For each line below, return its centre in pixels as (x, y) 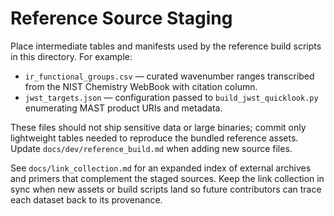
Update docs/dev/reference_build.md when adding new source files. (151, 148)
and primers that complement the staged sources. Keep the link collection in (167, 178)
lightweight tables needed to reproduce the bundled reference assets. (154, 138)
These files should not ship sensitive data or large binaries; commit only (158, 127)
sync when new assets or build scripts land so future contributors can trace (166, 189)
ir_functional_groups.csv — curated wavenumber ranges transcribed (169, 76)
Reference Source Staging (121, 18)
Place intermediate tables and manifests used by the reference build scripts (166, 46)
